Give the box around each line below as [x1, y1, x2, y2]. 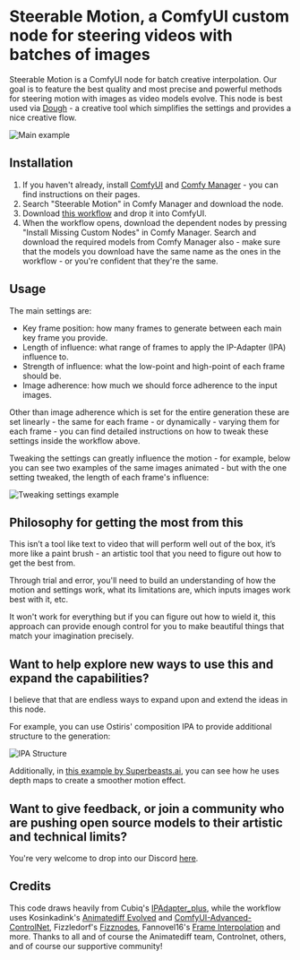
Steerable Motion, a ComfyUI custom [9, 6, 289, 27]
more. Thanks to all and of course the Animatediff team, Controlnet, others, [9, 930, 287, 942]
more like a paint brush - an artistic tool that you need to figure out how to [9, 549, 282, 559]
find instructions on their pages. [21, 188, 141, 199]
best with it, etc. [9, 594, 69, 605]
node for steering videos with [9, 25, 233, 46]
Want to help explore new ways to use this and [9, 656, 274, 671]
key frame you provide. [21, 332, 108, 342]
